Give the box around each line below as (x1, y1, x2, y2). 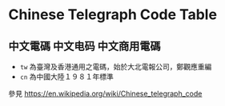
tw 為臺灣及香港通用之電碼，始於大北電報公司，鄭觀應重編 (19, 62, 212, 71)
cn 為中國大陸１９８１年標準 (19, 72, 115, 81)
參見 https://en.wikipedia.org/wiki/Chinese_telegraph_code (8, 89, 203, 98)
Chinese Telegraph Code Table (8, 6, 218, 24)
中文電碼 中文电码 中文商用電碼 (8, 39, 161, 53)
